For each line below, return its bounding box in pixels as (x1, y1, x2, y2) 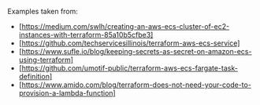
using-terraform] (18, 55, 74, 64)
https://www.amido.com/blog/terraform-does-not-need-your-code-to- (21, 80, 251, 89)
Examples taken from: (7, 7, 78, 16)
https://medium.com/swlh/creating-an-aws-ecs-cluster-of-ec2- (21, 22, 230, 31)
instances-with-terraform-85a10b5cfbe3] (18, 31, 154, 39)
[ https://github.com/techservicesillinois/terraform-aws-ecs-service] (18, 38, 240, 48)
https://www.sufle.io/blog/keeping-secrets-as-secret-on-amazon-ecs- (21, 47, 252, 56)
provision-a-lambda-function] (18, 89, 116, 97)
